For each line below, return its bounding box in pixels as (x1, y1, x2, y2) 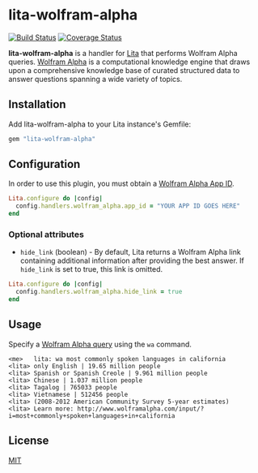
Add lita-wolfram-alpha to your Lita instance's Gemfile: (8, 119, 192, 129)
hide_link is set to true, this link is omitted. (19, 264, 163, 274)
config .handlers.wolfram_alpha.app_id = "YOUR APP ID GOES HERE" (15, 202, 241, 210)
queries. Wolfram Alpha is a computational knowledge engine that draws (8, 57, 251, 67)
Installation (8, 97, 66, 111)
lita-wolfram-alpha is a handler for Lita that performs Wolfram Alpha (8, 48, 238, 58)
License (8, 434, 49, 448)
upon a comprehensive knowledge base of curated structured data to (8, 65, 240, 75)
